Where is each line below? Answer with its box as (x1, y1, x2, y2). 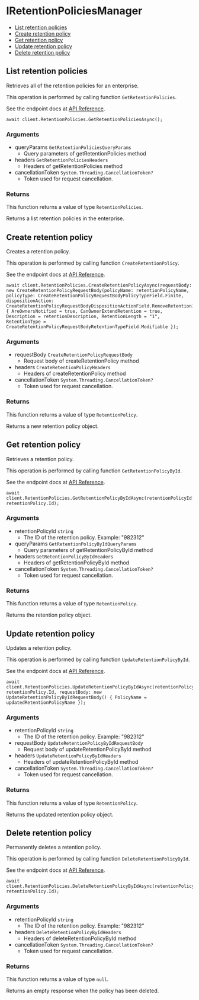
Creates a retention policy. (6, 248, 70, 255)
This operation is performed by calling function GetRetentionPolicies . (6, 93, 177, 100)
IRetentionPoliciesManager (6, 4, 143, 18)
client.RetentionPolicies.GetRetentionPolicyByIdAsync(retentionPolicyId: (6, 495, 195, 501)
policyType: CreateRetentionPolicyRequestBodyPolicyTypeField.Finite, (6, 293, 184, 299)
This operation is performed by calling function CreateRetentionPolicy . (6, 259, 179, 266)
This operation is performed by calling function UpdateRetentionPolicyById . (6, 656, 190, 663)
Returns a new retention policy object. (6, 423, 99, 430)
